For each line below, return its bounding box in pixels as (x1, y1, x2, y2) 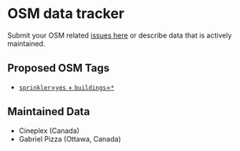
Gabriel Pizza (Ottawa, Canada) (18, 134, 121, 143)
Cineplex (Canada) (18, 126, 80, 135)
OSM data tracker (7, 5, 125, 23)
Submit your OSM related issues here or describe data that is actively (7, 31, 232, 40)
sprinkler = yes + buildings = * (18, 82, 115, 92)
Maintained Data (7, 105, 90, 118)
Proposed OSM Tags (7, 62, 110, 75)
